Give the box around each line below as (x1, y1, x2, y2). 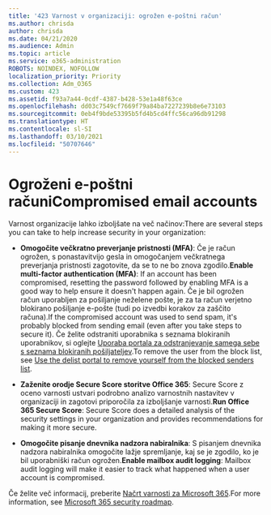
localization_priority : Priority (8, 72, 121, 80)
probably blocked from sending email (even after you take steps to (19, 321, 243, 331)
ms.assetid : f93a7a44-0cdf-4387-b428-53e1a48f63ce (8, 95, 183, 103)
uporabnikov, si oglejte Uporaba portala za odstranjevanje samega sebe (19, 338, 260, 348)
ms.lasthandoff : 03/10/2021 (8, 132, 104, 140)
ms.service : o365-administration (8, 58, 121, 66)
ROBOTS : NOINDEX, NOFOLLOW (8, 65, 100, 73)
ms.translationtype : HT (8, 118, 89, 126)
